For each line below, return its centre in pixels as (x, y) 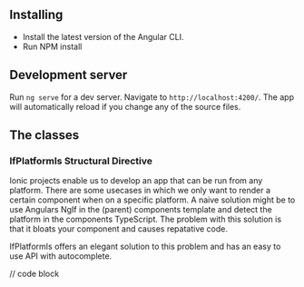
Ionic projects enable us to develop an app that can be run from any (136, 181)
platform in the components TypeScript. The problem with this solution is (146, 219)
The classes (44, 135)
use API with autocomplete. (61, 256)
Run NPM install (52, 46)
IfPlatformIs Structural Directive (81, 161)
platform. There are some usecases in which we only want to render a (140, 191)
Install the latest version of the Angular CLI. (103, 36)
